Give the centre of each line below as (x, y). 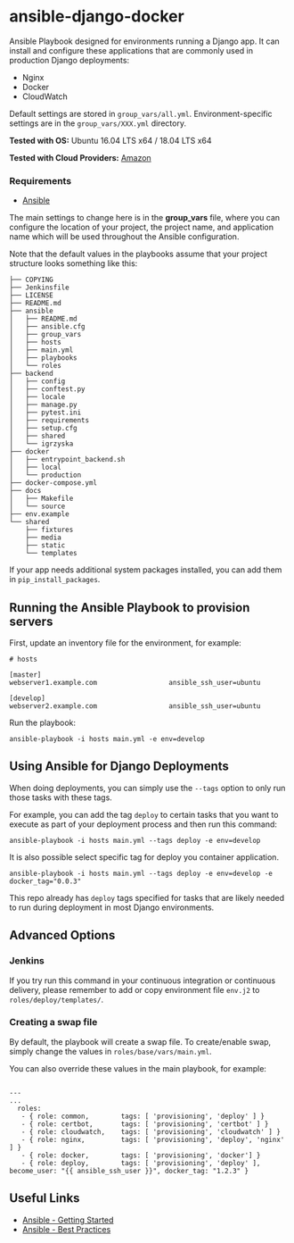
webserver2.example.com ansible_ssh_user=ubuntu (135, 706)
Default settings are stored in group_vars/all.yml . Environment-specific (141, 113)
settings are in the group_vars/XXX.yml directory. (98, 123)
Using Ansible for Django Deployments (119, 767)
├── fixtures (49, 530)
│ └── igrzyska (41, 444)
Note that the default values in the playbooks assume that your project (139, 254)
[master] (25, 675)
